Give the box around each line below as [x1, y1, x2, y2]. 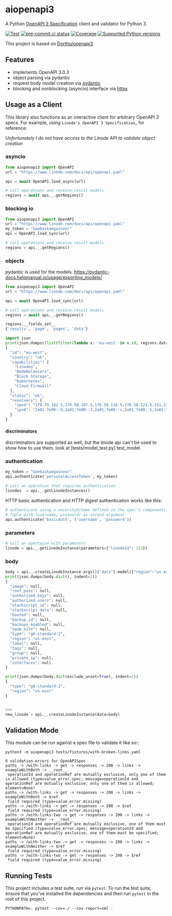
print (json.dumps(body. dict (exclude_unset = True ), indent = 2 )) [5, 674, 139, 679]
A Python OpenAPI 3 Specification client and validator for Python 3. [5, 21, 147, 27]
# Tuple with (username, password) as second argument [5, 512, 125, 517]
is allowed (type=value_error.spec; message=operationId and [5, 777, 139, 782]
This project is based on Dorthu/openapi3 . [5, 40, 95, 47]
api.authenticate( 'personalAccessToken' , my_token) [5, 474, 118, 479]
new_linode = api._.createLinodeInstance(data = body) [5, 712, 120, 717]
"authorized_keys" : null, [10, 593, 66, 599]
